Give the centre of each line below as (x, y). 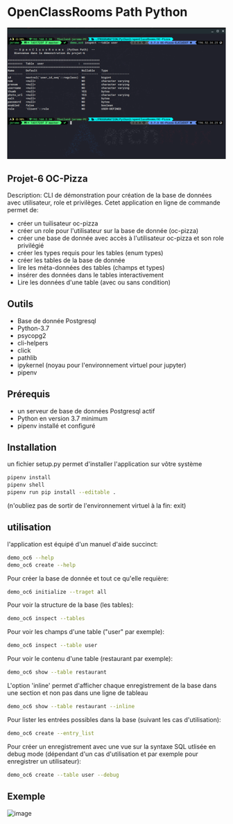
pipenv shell (26, 485)
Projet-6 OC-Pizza (48, 179)
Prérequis (29, 394)
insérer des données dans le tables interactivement (90, 275)
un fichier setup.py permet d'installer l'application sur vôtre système (105, 464)
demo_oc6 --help (31, 558)
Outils (20, 304)
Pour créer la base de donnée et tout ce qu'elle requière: (88, 578)
